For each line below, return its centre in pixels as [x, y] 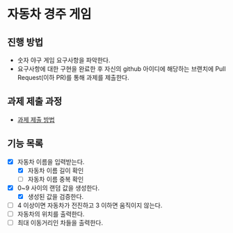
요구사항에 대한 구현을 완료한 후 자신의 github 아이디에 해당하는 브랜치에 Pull [121, 69]
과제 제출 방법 [36, 120]
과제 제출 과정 [35, 102]
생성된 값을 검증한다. [56, 196]
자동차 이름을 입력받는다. [51, 161]
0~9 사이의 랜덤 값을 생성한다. [58, 188]
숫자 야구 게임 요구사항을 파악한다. [64, 60]
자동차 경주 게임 [49, 14]
